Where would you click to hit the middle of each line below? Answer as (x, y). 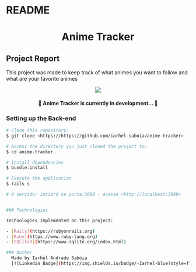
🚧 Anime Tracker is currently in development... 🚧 (98, 103)
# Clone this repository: (37, 130)
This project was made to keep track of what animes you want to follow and (97, 73)
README (28, 10)
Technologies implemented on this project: (60, 221)
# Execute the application (39, 178)
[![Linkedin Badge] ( (36, 264)
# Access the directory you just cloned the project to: (77, 146)
